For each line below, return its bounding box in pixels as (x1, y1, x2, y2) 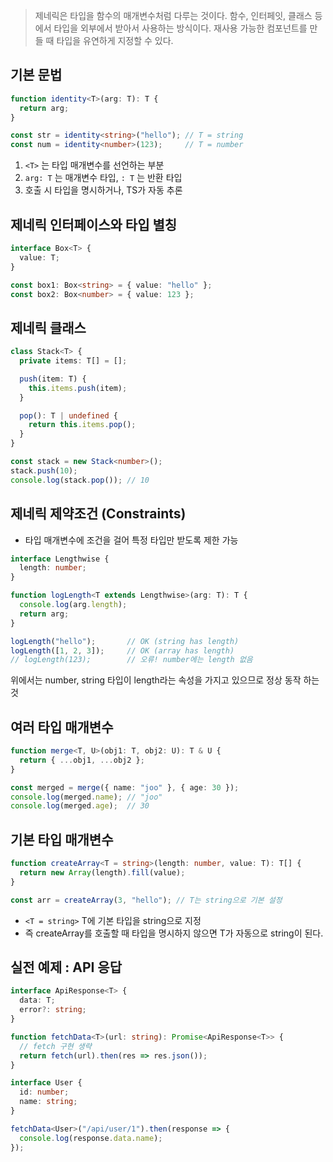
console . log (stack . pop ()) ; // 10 (10, 475, 150, 485)
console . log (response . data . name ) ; (19, 1133, 163, 1143)
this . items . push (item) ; (28, 383, 128, 393)
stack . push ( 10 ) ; (10, 465, 78, 476)
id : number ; (19, 1087, 70, 1098)
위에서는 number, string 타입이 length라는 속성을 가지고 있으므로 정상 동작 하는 (10, 674, 320, 686)
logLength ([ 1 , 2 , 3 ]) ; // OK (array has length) (10, 645, 235, 656)
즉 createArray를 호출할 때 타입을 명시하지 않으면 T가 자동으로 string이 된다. (24, 927, 324, 939)
